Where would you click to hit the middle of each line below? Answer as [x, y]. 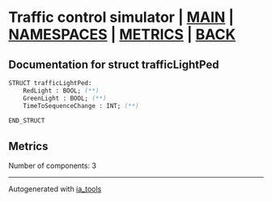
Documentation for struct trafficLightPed [114, 64]
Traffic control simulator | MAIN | [121, 17]
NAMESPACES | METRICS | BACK [122, 34]
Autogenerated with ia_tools [55, 189]
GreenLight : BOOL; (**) [65, 98]
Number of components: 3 [53, 165]
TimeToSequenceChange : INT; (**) [81, 105]
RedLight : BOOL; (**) [61, 90]
